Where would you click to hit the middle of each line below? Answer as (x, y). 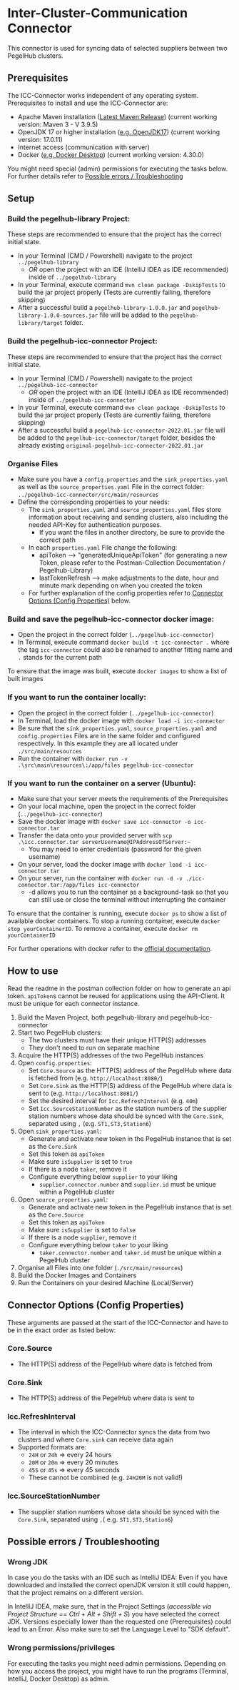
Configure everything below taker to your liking (98, 1244)
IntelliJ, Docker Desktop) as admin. (59, 1679)
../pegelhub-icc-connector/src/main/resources (88, 495)
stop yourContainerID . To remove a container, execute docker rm (103, 928)
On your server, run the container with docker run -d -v (100, 878)
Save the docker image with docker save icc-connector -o (104, 821)
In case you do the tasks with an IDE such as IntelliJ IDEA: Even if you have (117, 1578)
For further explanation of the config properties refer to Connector (126, 593)
